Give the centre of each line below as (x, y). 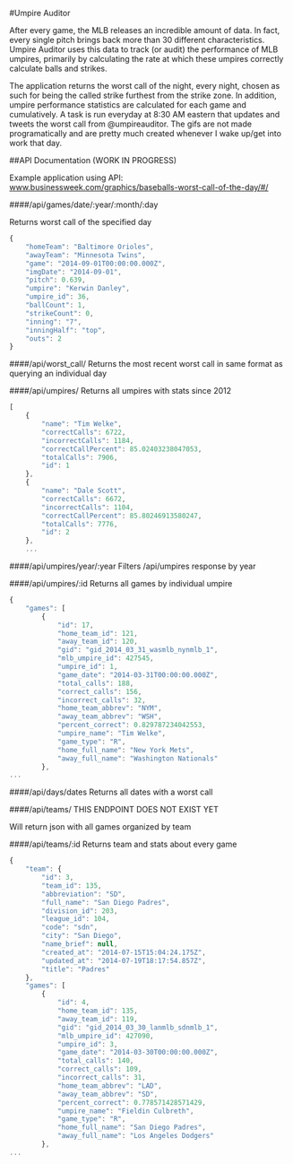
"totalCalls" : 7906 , (80, 457)
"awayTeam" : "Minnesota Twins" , (86, 255)
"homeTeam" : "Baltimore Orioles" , (90, 247)
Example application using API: (66, 178)
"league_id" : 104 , (76, 919)
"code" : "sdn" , (70, 927)
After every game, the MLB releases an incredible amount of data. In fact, (145, 30)
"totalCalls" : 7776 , (80, 524)
